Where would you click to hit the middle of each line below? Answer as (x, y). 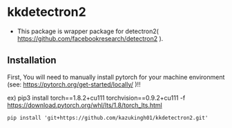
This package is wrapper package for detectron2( (88, 31)
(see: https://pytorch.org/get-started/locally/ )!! (74, 84)
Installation (32, 61)
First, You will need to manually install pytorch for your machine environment (116, 77)
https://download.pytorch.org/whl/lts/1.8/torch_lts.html (85, 105)
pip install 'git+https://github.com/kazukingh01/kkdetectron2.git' (108, 118)
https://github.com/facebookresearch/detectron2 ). (90, 38)
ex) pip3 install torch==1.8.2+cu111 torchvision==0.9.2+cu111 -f (96, 98)
